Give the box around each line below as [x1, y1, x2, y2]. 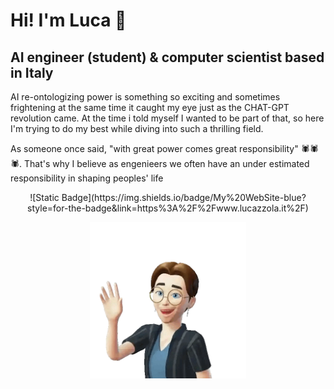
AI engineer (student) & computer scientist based [10, 49, 325, 66]
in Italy [10, 64, 54, 81]
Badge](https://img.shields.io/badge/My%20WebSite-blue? [61, 192, 307, 203]
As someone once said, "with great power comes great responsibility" [10, 143, 299, 154]
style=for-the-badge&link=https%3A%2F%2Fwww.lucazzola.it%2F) [27, 202, 309, 214]
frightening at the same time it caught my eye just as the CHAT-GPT [10, 102, 290, 113]
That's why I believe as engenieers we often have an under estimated [23, 158, 310, 169]
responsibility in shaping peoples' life [10, 172, 164, 184]
